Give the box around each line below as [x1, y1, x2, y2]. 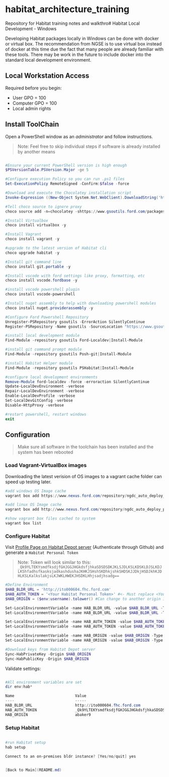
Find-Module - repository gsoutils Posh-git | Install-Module [5, 352, 132, 357]
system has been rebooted [17, 449, 73, 455]
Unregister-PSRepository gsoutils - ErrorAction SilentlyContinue [5, 319, 145, 324]
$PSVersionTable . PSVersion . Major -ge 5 [5, 168, 89, 173]
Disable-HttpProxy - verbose [5, 402, 64, 407]
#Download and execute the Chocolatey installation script [5, 190, 132, 195]
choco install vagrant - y [5, 236, 59, 242]
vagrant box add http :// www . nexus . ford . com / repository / [5, 507, 125, 512]
